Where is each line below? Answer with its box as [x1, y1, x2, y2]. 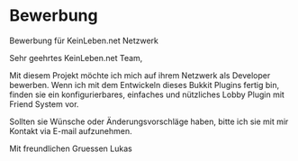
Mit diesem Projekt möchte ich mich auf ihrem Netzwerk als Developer [9, 69, 271, 81]
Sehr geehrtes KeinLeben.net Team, [9, 52, 143, 63]
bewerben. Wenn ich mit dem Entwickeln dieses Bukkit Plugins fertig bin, [9, 79, 280, 90]
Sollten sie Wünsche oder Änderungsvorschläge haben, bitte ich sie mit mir [9, 116, 289, 127]
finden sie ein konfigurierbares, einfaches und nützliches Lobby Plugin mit [9, 89, 285, 100]
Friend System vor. [9, 98, 79, 109]
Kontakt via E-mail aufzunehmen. [9, 125, 132, 136]
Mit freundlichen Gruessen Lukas [9, 143, 132, 154]
